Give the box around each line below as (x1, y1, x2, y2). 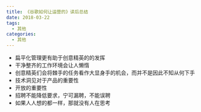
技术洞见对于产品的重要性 (14, 76, 79, 84)
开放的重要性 (14, 84, 47, 91)
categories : (6, 31, 36, 37)
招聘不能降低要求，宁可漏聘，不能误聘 (14, 92, 110, 99)
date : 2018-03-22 (6, 14, 50, 20)
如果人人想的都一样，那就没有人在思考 (14, 99, 110, 106)
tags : (6, 20, 20, 26)
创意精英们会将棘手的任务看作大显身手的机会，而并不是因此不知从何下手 (14, 69, 195, 76)
